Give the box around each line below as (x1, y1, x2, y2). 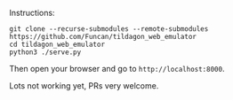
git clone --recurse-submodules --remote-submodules (9, 25, 209, 34)
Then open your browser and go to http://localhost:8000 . (9, 64, 225, 73)
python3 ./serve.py (9, 48, 82, 57)
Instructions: (9, 8, 55, 18)
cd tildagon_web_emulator (9, 40, 105, 49)
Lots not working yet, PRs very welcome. (9, 81, 159, 91)
